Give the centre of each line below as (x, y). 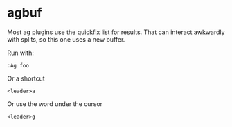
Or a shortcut (26, 78)
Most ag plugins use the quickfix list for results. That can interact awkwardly (116, 32)
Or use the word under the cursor (55, 104)
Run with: (21, 53)
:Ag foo (18, 65)
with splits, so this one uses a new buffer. (66, 39)
